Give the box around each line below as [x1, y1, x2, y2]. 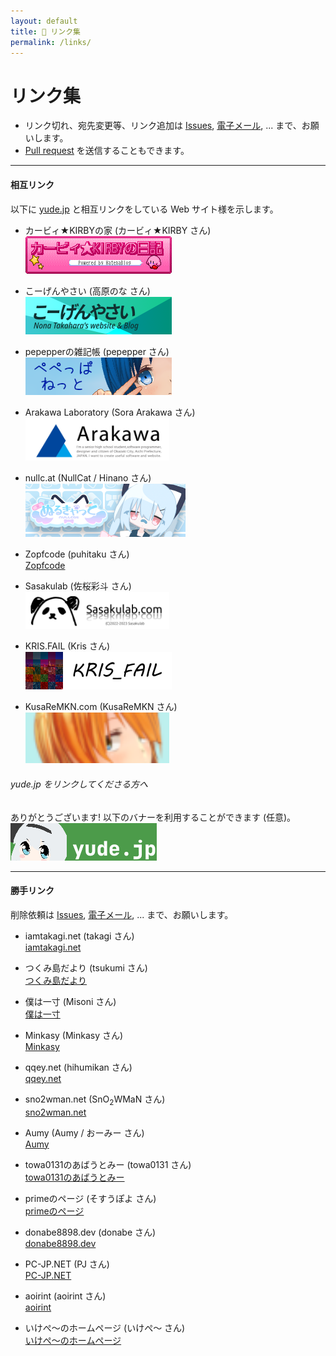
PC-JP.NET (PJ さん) [24, 1258, 110, 1270]
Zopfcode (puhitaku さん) [24, 548, 130, 560]
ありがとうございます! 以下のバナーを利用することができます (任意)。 [10, 811, 297, 823]
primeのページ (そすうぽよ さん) [24, 1192, 157, 1204]
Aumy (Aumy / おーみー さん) [24, 1126, 145, 1139]
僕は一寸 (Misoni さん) [24, 995, 117, 1007]
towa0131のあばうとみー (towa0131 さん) [24, 1158, 192, 1170]
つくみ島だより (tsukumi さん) [24, 961, 148, 974]
